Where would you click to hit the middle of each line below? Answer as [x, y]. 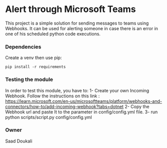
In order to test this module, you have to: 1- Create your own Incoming [77, 90]
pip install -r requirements [35, 67]
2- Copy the [137, 106]
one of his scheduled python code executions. [53, 34]
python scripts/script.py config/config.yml [49, 117]
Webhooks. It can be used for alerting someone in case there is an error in [82, 28]
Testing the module [29, 80]
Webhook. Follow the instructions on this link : [52, 96]
